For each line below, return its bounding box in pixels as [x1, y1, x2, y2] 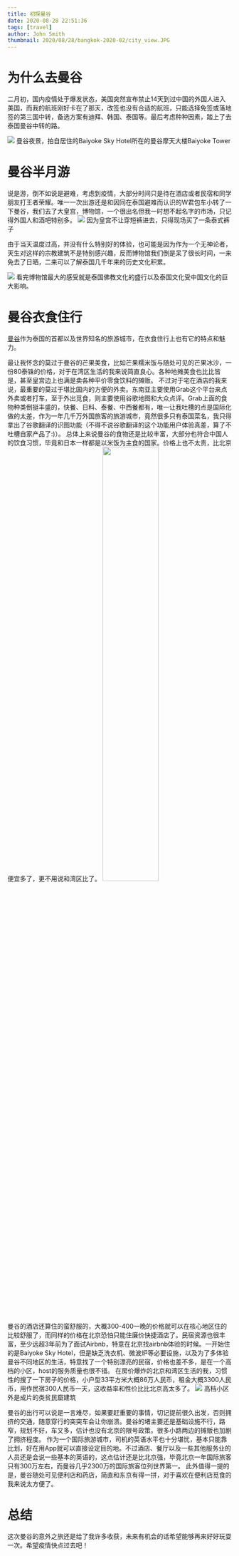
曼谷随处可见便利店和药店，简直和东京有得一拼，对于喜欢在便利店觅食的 [19, 1471, 232, 1479]
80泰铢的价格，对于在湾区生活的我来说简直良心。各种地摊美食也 [13, 367, 203, 375]
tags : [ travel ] [7, 24, 53, 31]
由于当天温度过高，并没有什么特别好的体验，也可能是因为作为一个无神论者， [7, 240, 232, 248]
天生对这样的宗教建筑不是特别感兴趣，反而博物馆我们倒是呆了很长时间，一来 [7, 249, 232, 257]
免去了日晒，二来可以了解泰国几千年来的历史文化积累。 [7, 258, 169, 266]
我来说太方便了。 [7, 1479, 58, 1488]
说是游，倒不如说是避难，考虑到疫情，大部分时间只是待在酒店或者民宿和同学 [7, 190, 232, 197]
